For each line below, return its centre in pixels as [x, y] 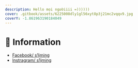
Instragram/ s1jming [32, 60]
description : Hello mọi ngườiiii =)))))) [47, 9]
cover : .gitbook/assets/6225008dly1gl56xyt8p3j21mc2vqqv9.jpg [69, 14]
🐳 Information [33, 42]
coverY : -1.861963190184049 [33, 18]
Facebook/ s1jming [31, 55]
